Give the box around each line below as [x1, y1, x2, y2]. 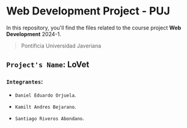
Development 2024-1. [6, 30, 61, 37]
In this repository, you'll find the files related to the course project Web [6, 24, 182, 31]
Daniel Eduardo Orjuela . [14, 91, 76, 99]
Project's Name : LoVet [6, 59, 90, 70]
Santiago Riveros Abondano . [14, 114, 84, 121]
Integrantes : [6, 78, 43, 86]
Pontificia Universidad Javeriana [20, 42, 102, 49]
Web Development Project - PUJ [6, 4, 170, 18]
